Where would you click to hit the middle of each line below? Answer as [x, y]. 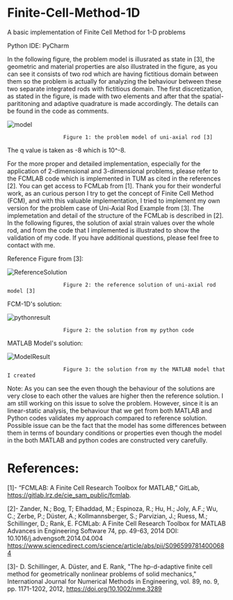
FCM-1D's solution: [35, 304]
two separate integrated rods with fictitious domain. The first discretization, [115, 89]
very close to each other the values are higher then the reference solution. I [115, 396]
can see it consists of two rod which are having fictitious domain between [113, 74]
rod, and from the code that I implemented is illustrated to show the [104, 230]
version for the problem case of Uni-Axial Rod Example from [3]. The [106, 208]
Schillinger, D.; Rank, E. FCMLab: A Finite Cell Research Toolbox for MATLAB [116, 523]
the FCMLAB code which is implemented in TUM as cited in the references [114, 178]
